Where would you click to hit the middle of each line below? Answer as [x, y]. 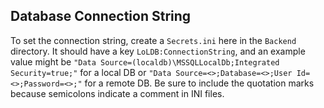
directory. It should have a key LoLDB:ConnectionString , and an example [158, 51]
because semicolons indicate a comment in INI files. [117, 93]
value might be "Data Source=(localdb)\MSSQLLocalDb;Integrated [145, 61]
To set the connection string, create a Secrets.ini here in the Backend [153, 40]
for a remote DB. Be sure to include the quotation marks [199, 83]
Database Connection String [101, 16]
